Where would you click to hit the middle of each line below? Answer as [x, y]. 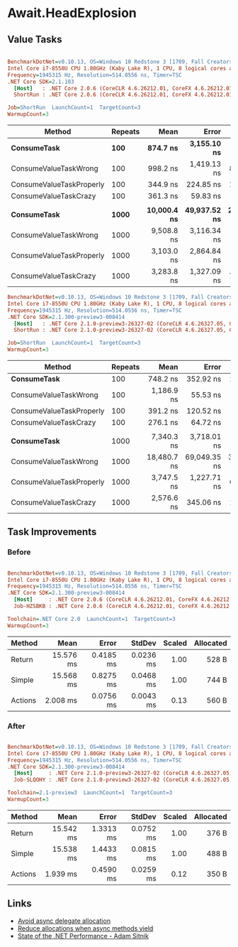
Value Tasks [35, 39]
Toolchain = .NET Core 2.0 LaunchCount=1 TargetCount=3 [91, 619]
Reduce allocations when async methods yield [85, 928]
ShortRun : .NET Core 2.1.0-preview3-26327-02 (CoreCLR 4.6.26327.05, [120, 330]
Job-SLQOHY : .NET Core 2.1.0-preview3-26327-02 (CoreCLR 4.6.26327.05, [123, 780]
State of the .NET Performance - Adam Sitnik [83, 936]
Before [19, 552]
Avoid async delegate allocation [64, 921]
